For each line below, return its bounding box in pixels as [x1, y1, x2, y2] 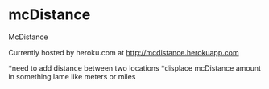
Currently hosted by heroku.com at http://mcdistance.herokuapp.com [8, 47, 239, 57]
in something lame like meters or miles [8, 71, 136, 81]
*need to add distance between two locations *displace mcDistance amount [8, 63, 262, 73]
